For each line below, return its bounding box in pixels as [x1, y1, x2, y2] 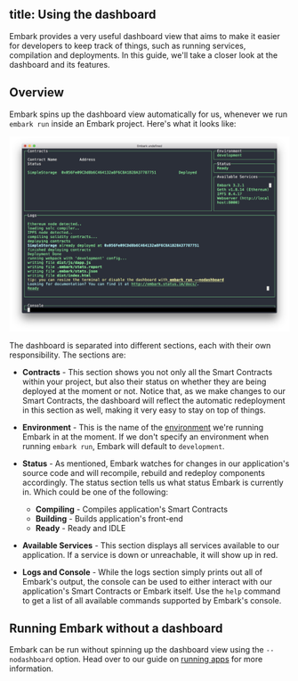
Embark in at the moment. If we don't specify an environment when [21, 431, 270, 442]
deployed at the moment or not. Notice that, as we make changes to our [21, 385, 286, 396]
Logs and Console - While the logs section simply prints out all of [21, 566, 263, 578]
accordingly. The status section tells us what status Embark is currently [21, 477, 284, 488]
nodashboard [9, 655, 53, 665]
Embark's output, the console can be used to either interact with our [21, 576, 273, 587]
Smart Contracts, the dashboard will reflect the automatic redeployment [21, 395, 286, 406]
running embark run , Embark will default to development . [21, 440, 225, 451]
